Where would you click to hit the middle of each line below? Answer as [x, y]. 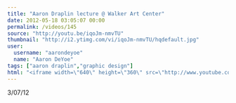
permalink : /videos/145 [42, 27]
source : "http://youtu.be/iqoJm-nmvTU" [66, 33]
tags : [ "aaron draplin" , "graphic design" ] [70, 66]
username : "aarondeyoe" [48, 53]
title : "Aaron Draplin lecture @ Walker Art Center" [86, 14]
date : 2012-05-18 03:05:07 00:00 [56, 20]
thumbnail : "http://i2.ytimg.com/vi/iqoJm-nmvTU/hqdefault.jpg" [103, 40]
